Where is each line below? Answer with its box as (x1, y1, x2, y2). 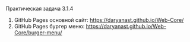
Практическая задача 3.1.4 (5, 5, 74, 12)
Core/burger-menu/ (14, 29, 63, 36)
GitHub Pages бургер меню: (14, 23, 85, 30)
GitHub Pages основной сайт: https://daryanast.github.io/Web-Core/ (14, 17, 184, 23)
